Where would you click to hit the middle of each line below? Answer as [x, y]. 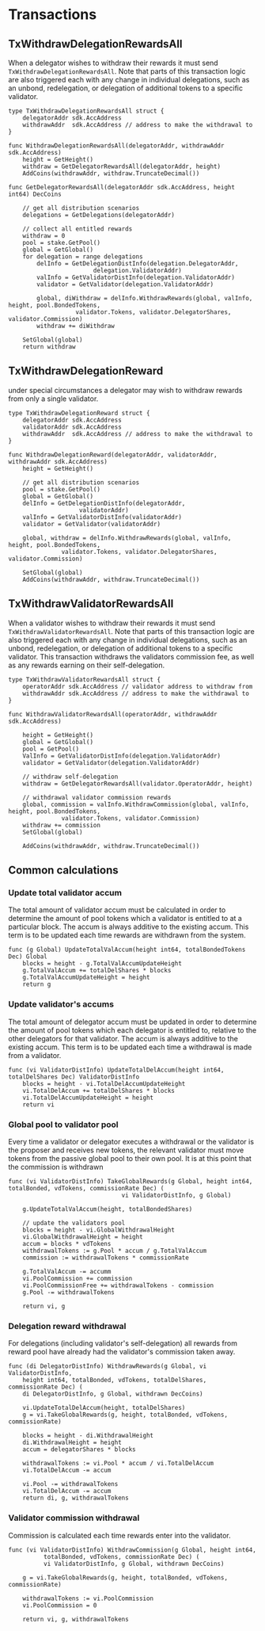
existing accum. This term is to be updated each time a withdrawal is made [130, 1047]
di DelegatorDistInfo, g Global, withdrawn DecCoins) [113, 1394]
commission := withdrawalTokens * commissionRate [106, 1258]
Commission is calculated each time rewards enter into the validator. [119, 1535]
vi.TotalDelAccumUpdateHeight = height [88, 1098]
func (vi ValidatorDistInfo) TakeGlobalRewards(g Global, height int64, [131, 1181]
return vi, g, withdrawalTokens [76, 1619]
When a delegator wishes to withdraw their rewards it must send [114, 63]
